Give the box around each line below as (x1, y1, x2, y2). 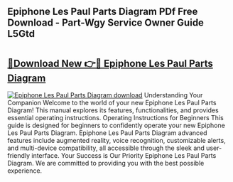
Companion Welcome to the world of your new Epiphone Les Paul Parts (7, 99, 217, 107)
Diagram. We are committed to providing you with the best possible (7, 159, 205, 167)
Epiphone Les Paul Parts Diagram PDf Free (7, 6, 198, 18)
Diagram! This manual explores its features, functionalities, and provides (7, 106, 219, 114)
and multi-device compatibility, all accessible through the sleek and (7, 144, 205, 152)
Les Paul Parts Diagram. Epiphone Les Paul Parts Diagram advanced (7, 129, 207, 137)
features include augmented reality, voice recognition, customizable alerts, (7, 136, 226, 144)
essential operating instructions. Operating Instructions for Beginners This (7, 114, 224, 122)
